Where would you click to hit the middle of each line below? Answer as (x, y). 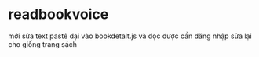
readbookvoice (58, 14)
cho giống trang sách (42, 44)
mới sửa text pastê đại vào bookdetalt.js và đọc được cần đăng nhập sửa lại (130, 36)
